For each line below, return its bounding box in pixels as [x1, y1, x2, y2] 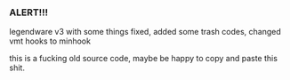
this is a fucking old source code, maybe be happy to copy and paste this [9, 53, 278, 64]
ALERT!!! [9, 6, 49, 19]
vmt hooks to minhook [9, 36, 92, 46]
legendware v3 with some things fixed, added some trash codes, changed [9, 27, 282, 37]
